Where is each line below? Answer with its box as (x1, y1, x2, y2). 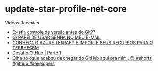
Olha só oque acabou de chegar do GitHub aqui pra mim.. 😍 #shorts (12, 55, 152, 61)
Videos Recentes (5, 20, 39, 25)
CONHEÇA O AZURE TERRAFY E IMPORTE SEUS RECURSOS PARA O (12, 39, 153, 45)
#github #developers (12, 60, 55, 66)
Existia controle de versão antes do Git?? (12, 29, 95, 35)
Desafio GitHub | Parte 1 (12, 50, 61, 56)
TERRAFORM (12, 45, 39, 50)
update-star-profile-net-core (5, 3, 127, 15)
